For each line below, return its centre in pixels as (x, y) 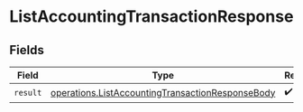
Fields (27, 50)
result (28, 93)
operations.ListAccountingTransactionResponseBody (163, 92)
